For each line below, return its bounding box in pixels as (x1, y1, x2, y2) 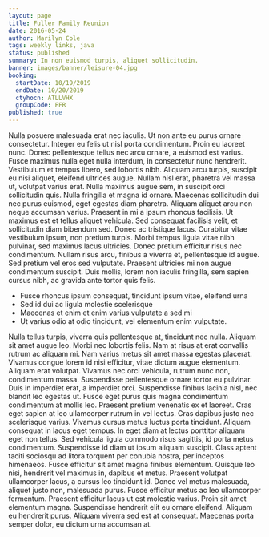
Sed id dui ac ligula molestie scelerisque (19, 300, 154, 309)
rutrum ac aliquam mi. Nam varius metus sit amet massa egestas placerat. (8, 349, 252, 358)
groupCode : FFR (15, 101, 66, 109)
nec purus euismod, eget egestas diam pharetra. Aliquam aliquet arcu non (8, 199, 253, 208)
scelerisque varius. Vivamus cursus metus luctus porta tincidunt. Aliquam (8, 418, 251, 426)
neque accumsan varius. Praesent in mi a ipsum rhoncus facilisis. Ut (8, 208, 234, 216)
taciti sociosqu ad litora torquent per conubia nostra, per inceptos (8, 451, 225, 461)
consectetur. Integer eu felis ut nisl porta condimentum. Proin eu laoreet (8, 139, 246, 148)
